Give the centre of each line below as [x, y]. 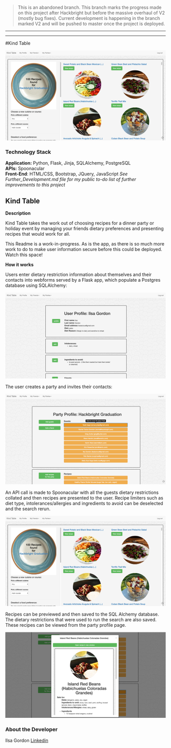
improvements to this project [35, 185]
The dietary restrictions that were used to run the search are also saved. [81, 620]
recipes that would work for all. [38, 234]
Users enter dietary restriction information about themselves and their [78, 275]
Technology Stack [28, 152]
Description [18, 213]
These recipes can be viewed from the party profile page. [66, 625]
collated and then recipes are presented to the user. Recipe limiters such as [84, 498]
